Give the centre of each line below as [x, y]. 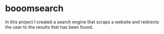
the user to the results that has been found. [49, 27]
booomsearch [34, 8]
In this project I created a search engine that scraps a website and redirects [82, 22]
